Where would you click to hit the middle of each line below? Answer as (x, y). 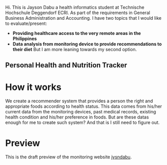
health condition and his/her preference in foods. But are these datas (77, 117)
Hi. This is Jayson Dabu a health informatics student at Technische (75, 7)
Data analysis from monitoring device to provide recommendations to (87, 44)
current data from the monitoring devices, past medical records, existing (81, 112)
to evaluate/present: (26, 23)
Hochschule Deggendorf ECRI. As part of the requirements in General (78, 13)
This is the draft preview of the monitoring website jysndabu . (69, 157)
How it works (33, 87)
